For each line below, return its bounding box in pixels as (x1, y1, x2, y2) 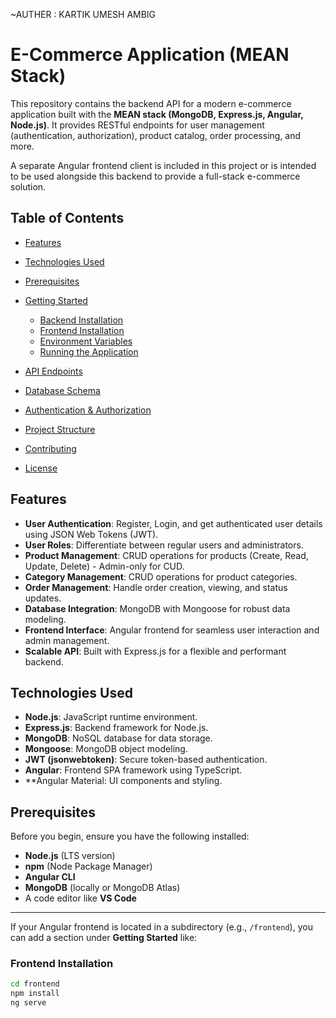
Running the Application (39, 345, 139, 358)
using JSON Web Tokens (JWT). (24, 528, 159, 540)
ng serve (10, 998, 47, 1008)
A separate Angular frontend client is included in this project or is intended (10, 159, 317, 171)
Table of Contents (10, 210, 125, 227)
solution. (10, 180, 47, 193)
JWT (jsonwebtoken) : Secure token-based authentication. (24, 754, 268, 766)
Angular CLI (24, 871, 76, 883)
